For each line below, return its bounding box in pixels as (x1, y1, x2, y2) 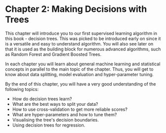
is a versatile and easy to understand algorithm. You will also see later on (5, 41, 154, 46)
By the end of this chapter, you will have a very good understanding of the (5, 81, 156, 87)
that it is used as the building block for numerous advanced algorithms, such (5, 46, 161, 52)
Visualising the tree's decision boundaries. (12, 117, 99, 123)
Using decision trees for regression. (12, 122, 85, 128)
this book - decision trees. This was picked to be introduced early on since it (5, 36, 161, 42)
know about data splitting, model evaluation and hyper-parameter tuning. (5, 71, 154, 77)
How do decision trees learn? (12, 95, 72, 102)
